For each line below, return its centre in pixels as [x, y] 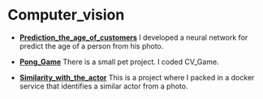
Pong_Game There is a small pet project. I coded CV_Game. [119, 62]
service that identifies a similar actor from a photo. [103, 86]
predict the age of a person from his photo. [91, 45]
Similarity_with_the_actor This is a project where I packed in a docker [137, 77]
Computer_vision [66, 15]
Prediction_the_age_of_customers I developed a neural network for [134, 37]
